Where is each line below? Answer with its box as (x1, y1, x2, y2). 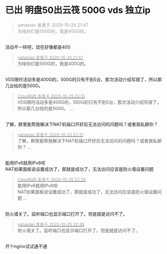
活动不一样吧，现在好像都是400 (5, 44, 71, 50)
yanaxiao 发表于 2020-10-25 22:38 (17, 221, 85, 227)
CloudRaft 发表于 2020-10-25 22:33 (17, 176, 86, 182)
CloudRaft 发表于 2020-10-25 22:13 (17, 93, 85, 99)
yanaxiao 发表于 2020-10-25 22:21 (17, 131, 84, 137)
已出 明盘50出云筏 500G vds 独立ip (5, 4, 151, 16)
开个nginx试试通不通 (5, 243, 47, 249)
